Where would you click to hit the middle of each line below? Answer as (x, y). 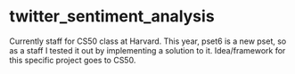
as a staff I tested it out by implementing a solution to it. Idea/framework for (147, 50)
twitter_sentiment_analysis (112, 16)
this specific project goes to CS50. (73, 60)
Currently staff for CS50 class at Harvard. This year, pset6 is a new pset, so (148, 41)
